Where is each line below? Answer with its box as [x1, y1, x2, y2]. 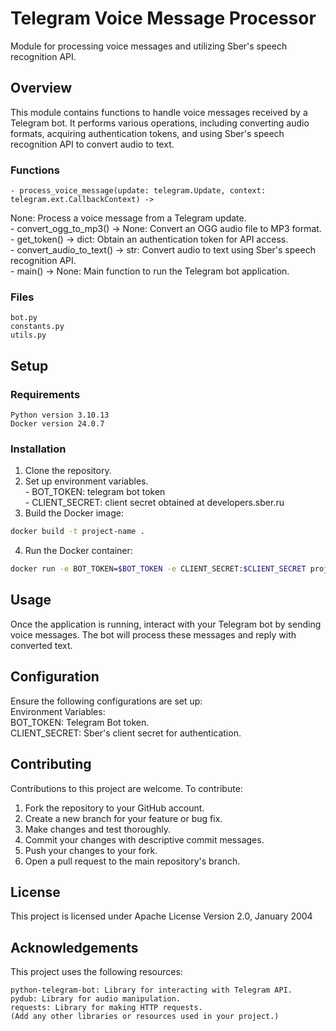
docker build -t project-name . [10, 527, 145, 537]
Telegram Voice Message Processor [10, 7, 317, 30]
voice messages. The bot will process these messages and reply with [10, 628, 297, 641]
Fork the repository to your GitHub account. [24, 802, 205, 814]
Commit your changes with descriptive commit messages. [24, 833, 265, 846]
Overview [10, 80, 73, 97]
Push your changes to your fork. [24, 844, 158, 856]
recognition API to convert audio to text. [10, 138, 175, 150]
